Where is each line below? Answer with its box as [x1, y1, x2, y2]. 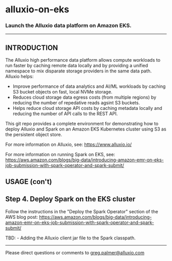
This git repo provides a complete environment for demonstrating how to [5, 121, 159, 127]
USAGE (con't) [5, 177, 52, 186]
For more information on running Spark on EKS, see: [5, 152, 115, 158]
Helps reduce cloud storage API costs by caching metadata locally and [12, 105, 162, 111]
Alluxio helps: [5, 73, 34, 80]
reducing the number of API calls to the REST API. [12, 110, 118, 117]
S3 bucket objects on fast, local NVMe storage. [12, 89, 113, 95]
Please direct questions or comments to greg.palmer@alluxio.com [5, 249, 145, 255]
